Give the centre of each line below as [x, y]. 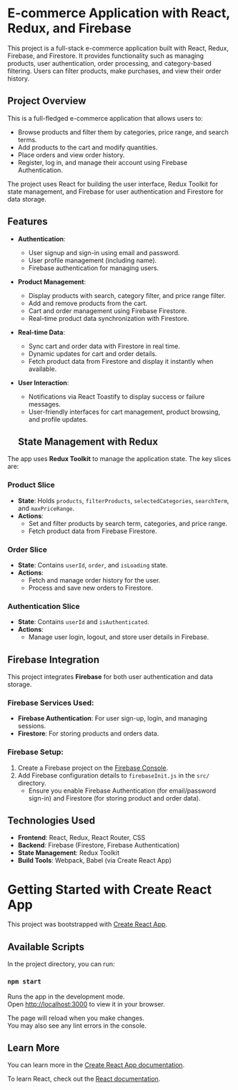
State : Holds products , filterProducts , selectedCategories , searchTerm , [123, 500]
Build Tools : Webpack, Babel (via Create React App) [95, 861]
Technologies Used [51, 821]
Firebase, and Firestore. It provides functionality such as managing [106, 56]
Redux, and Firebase [70, 28]
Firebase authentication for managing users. [94, 268]
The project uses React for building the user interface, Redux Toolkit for [113, 184]
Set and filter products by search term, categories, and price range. [128, 523]
